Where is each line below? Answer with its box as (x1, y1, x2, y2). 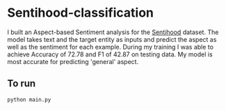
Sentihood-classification (7, 5, 154, 21)
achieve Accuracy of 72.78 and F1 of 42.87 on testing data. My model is (7, 50, 213, 58)
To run (7, 78, 36, 90)
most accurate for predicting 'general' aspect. (7, 57, 139, 65)
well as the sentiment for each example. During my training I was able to (7, 42, 214, 51)
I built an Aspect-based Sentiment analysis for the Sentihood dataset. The (7, 28, 219, 36)
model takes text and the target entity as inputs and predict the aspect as (7, 35, 217, 43)
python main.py (7, 96, 51, 103)
